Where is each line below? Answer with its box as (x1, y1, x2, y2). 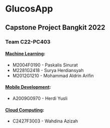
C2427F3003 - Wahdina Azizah (12, 118, 78, 124)
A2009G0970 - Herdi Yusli (12, 95, 68, 101)
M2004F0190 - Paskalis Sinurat (12, 61, 78, 68)
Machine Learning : (5, 51, 46, 57)
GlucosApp (5, 3, 53, 15)
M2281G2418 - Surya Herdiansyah (12, 67, 84, 73)
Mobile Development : (5, 84, 51, 90)
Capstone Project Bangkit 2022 (5, 23, 105, 32)
